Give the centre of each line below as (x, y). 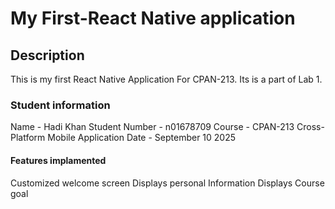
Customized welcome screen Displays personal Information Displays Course (167, 183)
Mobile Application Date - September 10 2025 (142, 138)
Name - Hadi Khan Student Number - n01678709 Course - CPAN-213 (152, 127)
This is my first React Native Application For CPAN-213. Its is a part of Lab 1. (166, 79)
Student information (60, 105)
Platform (28, 138)
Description (47, 55)
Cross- (310, 127)
